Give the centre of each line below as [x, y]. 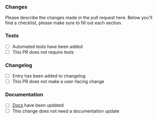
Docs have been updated [38, 105]
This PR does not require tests [43, 52]
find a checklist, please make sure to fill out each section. [64, 23]
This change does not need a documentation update [66, 111]
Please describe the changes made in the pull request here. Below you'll [79, 18]
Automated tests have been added [48, 46]
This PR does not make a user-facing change [58, 81]
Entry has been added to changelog [49, 76]
